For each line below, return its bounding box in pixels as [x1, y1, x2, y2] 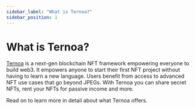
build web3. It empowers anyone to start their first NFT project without [6, 66, 181, 74]
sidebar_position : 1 [6, 14, 58, 20]
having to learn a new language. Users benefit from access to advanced [6, 72, 185, 80]
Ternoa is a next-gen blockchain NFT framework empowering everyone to [6, 60, 190, 67]
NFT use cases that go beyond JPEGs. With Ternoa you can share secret [6, 79, 187, 86]
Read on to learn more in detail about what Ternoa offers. [6, 97, 148, 104]
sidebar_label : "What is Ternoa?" [6, 8, 93, 15]
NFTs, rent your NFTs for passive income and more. [6, 85, 134, 93]
